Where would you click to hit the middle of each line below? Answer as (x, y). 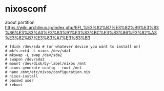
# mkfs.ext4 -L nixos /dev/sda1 (38, 51)
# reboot (14, 85)
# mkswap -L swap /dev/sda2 (34, 55)
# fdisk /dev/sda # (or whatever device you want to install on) (73, 46)
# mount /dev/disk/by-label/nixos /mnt (46, 63)
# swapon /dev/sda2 (25, 59)
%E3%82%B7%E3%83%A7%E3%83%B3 (48, 38)
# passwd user (20, 80)
